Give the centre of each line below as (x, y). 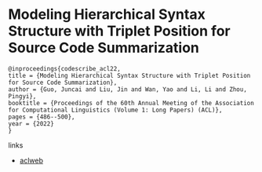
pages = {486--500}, (42, 117)
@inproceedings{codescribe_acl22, (65, 68)
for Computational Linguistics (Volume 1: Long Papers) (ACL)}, (115, 110)
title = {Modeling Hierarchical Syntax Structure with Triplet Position (129, 75)
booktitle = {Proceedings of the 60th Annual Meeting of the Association (131, 103)
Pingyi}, (22, 96)
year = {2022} (31, 123)
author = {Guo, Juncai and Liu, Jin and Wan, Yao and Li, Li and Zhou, (127, 89)
